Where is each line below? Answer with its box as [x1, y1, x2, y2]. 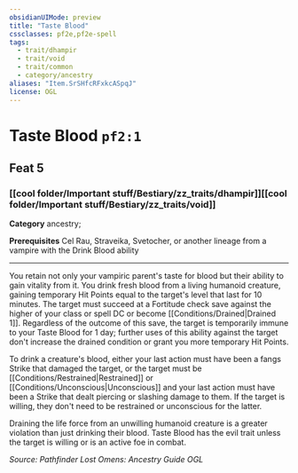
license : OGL [9, 87, 58, 96]
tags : [9, 37, 29, 47]
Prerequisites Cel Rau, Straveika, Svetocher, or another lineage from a [9, 236, 267, 247]
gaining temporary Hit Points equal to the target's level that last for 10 [9, 289, 263, 300]
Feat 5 [9, 161, 44, 176]
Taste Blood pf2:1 [9, 125, 142, 146]
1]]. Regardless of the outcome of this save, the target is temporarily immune [9, 318, 289, 328]
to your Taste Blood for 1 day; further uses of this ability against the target [9, 327, 278, 338]
